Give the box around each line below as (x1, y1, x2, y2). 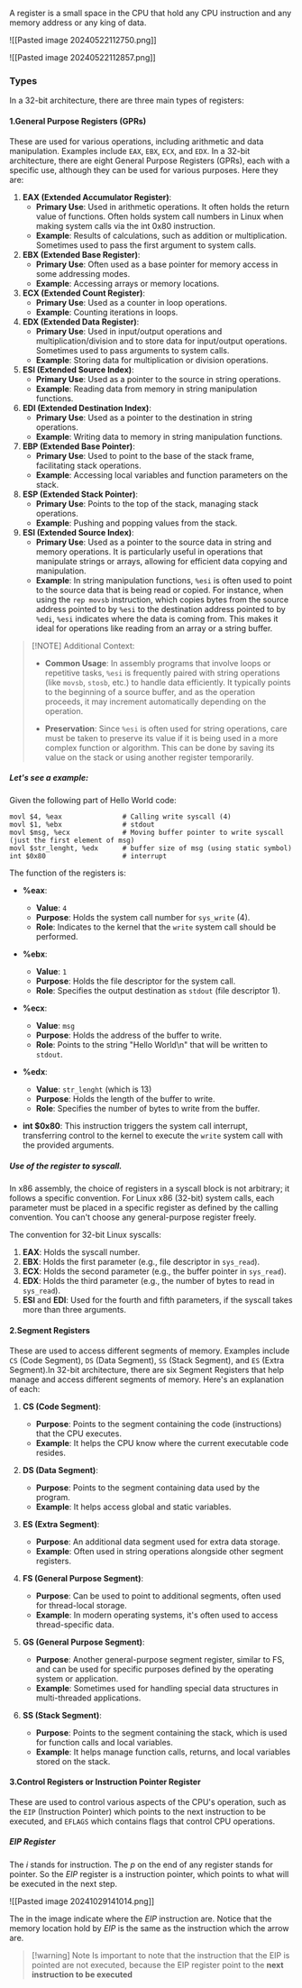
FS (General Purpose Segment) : (22, 1572, 144, 1583)
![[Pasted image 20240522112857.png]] (9, 52, 156, 62)
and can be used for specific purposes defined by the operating (35, 1663, 274, 1674)
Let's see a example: (9, 773, 88, 783)
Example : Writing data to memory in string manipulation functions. (35, 431, 283, 442)
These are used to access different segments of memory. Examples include (9, 1345, 290, 1356)
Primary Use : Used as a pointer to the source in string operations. (35, 373, 281, 384)
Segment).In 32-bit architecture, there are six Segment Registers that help (9, 1364, 285, 1375)
